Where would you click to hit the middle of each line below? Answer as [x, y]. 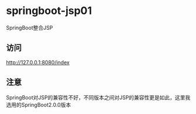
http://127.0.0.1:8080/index [38, 62]
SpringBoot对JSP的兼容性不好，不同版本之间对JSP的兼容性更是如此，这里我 [98, 97]
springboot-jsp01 [49, 11]
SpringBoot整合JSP [30, 27]
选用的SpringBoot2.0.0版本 [39, 105]
